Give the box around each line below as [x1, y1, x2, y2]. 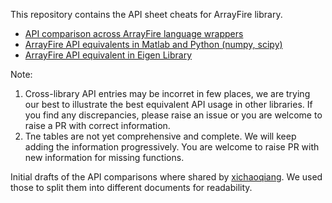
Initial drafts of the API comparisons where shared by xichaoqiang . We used [10, 171, 323, 183]
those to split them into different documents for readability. [10, 182, 253, 193]
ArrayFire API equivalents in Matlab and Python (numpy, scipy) [24, 39, 283, 50]
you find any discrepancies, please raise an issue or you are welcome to [24, 109, 323, 121]
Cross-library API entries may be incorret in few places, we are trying [24, 88, 311, 99]
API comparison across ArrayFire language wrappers [24, 28, 244, 39]
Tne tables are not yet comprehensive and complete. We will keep [24, 130, 297, 142]
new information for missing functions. [24, 152, 185, 163]
